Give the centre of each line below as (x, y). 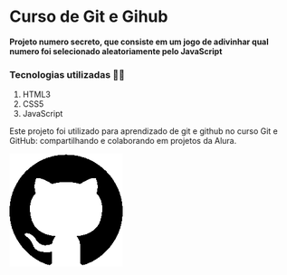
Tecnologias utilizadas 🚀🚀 (67, 74)
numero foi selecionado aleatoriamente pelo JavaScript (116, 51)
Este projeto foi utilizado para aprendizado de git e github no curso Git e (143, 131)
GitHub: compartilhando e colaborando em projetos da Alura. (123, 141)
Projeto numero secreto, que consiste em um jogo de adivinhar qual (139, 42)
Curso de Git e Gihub (89, 17)
